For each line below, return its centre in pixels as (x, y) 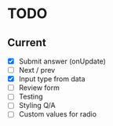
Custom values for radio (58, 114)
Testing (31, 97)
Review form (39, 88)
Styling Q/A (37, 106)
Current (27, 43)
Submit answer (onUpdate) (62, 61)
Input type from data (52, 79)
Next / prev (37, 70)
